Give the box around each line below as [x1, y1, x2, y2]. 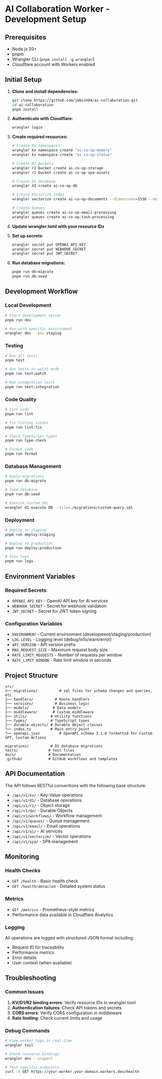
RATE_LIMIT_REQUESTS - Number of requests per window [12, 652, 122, 658]
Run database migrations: [12, 260, 65, 266]
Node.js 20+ [12, 46, 37, 52]
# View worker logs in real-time [5, 1038, 73, 1044]
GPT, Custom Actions [5, 735, 47, 740]
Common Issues [5, 989, 44, 995]
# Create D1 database [12, 179, 56, 184]
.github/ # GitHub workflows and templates [5, 756, 118, 761]
